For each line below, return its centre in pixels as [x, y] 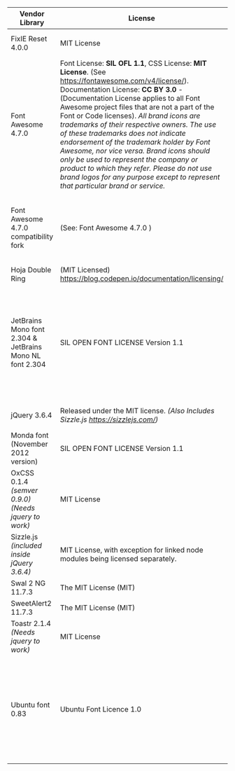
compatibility [32, 236]
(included [26, 546]
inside [21, 554]
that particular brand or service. [113, 186]
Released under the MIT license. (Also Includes [137, 411]
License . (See [83, 72]
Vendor [32, 14]
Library [32, 22]
